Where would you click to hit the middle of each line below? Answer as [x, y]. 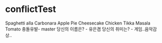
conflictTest [31, 9]
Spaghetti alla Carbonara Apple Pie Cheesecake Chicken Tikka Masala [78, 23]
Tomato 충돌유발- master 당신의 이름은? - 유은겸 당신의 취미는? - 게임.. [75, 29]
